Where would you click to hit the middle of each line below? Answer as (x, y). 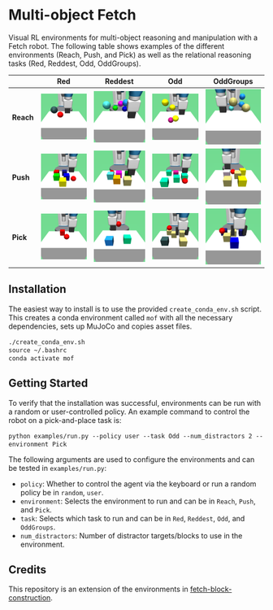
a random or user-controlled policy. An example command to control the (129, 412)
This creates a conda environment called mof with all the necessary (121, 317)
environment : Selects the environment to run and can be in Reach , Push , (138, 501)
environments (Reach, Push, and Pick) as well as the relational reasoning (130, 54)
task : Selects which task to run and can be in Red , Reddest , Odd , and (132, 518)
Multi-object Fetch (72, 15)
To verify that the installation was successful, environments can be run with (135, 403)
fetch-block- (211, 589)
